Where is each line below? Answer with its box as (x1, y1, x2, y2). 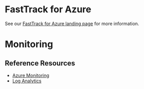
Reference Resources (5, 59, 76, 68)
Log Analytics (12, 78, 42, 84)
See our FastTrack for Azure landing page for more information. (5, 20, 139, 27)
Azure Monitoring (12, 72, 49, 78)
